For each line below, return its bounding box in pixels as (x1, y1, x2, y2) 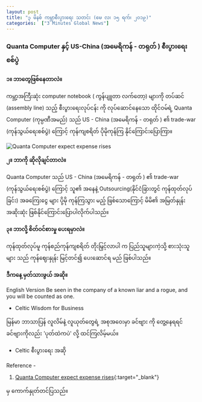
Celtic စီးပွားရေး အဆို (14, 346, 66, 354)
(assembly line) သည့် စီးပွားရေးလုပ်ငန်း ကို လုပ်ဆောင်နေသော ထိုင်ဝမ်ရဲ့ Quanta (6, 104, 192, 111)
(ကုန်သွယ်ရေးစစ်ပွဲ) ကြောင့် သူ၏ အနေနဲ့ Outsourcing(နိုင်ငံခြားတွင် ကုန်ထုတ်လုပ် (6, 185, 193, 192)
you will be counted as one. (6, 293, 75, 300)
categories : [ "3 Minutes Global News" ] (6, 20, 110, 26)
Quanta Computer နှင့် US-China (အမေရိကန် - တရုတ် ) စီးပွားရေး (6, 42, 188, 51)
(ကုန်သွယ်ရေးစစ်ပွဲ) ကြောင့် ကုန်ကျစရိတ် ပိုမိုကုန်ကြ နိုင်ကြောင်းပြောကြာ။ (6, 128, 173, 135)
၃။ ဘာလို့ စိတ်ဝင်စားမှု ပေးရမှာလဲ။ (6, 225, 85, 233)
